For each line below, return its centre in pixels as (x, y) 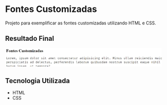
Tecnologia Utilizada (38, 81)
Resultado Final (30, 39)
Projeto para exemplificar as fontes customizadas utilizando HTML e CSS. (81, 23)
